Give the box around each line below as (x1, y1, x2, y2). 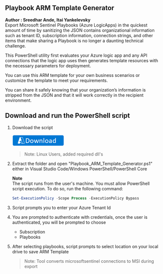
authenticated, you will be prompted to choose (12, 219, 106, 225)
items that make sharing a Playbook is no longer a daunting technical (5, 38, 144, 44)
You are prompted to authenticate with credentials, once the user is (12, 214, 148, 220)
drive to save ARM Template (12, 249, 69, 254)
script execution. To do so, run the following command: (12, 185, 123, 191)
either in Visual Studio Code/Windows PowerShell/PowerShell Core (12, 166, 147, 172)
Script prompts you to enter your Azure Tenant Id (12, 205, 111, 210)
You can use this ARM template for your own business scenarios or (5, 72, 140, 78)
